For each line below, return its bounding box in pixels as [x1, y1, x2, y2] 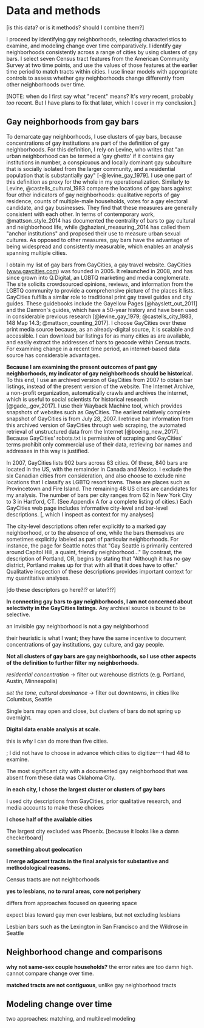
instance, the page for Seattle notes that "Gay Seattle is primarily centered [6, 542, 192, 549]
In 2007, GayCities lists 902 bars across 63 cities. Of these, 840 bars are [6, 459, 188, 466]
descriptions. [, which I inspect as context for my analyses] [6, 510, 154, 518]
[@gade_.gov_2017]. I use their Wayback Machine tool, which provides [6, 402, 183, 409]
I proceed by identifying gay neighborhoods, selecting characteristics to [6, 35, 187, 43]
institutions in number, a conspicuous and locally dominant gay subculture [6, 159, 192, 166]
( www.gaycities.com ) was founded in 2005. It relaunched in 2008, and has [6, 267, 193, 274]
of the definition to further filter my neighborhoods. [6, 659, 140, 666]
